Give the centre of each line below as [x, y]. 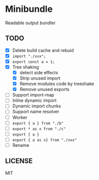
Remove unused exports [45, 90]
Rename [21, 145]
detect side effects [39, 72]
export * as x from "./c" [39, 129]
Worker [20, 117]
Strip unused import [40, 78]
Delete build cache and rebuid [43, 50]
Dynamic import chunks [37, 106]
